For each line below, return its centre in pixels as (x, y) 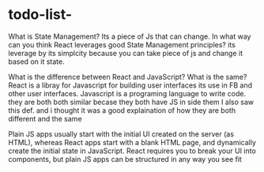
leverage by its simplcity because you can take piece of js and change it (126, 53)
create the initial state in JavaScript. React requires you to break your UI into (132, 151)
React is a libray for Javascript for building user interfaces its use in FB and (130, 85)
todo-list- (40, 15)
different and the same (45, 118)
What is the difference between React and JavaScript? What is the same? (128, 77)
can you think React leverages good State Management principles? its (122, 44)
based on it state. (36, 62)
